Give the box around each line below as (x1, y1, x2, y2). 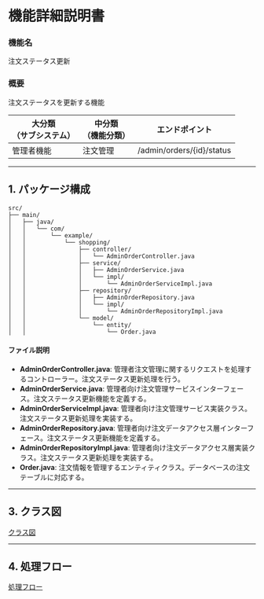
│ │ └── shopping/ (8, 238, 111, 246)
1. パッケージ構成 (8, 182, 90, 197)
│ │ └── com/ (8, 225, 65, 233)
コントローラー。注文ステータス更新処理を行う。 (26, 374, 185, 384)
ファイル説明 (8, 345, 49, 355)
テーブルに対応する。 (19, 472, 89, 482)
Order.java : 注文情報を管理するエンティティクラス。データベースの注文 (19, 462, 250, 472)
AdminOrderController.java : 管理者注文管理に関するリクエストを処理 (19, 364, 245, 373)
